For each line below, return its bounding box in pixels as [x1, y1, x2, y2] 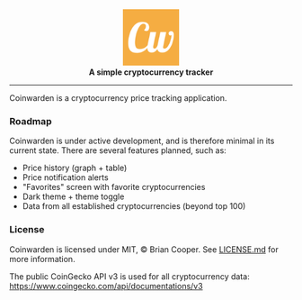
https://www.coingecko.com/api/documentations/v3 [9, 280, 204, 291]
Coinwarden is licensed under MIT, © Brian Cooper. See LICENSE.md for [9, 243, 279, 255]
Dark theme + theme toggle [22, 191, 125, 202]
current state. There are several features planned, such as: [9, 145, 226, 156]
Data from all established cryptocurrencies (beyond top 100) [22, 201, 246, 212]
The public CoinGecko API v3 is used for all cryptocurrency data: [9, 270, 250, 282]
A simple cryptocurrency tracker [88, 67, 214, 77]
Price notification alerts [22, 172, 110, 183]
